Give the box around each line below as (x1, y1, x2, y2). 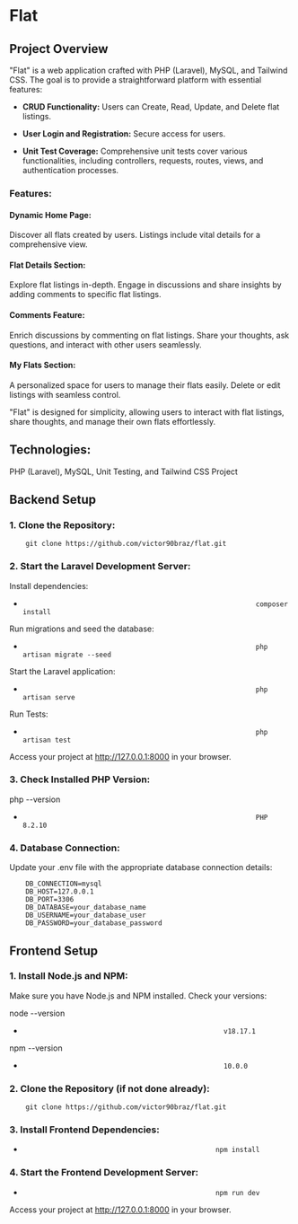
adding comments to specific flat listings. (9, 289, 162, 300)
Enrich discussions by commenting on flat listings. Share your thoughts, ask (9, 330, 290, 340)
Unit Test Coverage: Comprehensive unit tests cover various (22, 145, 249, 156)
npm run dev (215, 1188, 260, 1197)
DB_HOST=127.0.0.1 (25, 887, 94, 896)
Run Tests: (9, 709, 48, 719)
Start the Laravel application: (9, 665, 116, 676)
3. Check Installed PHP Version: (9, 773, 151, 786)
